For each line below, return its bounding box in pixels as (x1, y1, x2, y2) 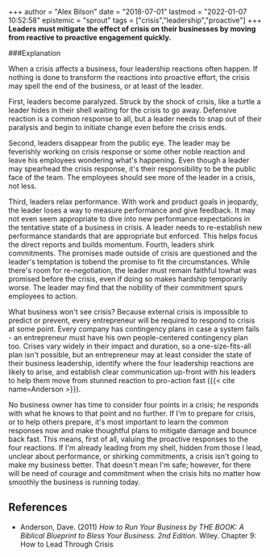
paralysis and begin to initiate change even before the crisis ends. (8, 123, 227, 132)
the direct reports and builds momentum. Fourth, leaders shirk (8, 240, 215, 249)
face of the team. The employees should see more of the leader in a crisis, (8, 173, 255, 182)
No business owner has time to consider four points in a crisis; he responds (8, 400, 260, 409)
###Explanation (8, 49, 61, 57)
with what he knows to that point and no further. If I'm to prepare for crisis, (8, 408, 256, 418)
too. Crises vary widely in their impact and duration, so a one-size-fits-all (8, 341, 251, 351)
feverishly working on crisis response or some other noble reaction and (8, 147, 246, 156)
